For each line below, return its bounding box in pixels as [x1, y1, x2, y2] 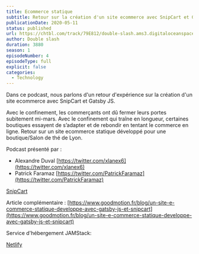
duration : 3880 [6, 42, 44, 48]
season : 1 [6, 47, 31, 53]
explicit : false [6, 63, 46, 70]
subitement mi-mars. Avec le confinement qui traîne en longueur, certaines [6, 115, 189, 122]
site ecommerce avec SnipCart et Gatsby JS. [6, 97, 115, 104]
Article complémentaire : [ [6, 199, 70, 207]
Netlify [6, 241, 23, 248]
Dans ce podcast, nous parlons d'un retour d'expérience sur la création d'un [6, 91, 192, 99]
